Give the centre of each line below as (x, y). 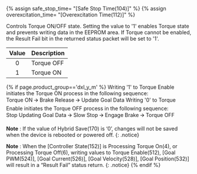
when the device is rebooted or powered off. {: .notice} (73, 135)
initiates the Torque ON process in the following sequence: (77, 93)
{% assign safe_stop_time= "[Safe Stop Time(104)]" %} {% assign (86, 9)
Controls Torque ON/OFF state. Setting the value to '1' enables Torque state (98, 26)
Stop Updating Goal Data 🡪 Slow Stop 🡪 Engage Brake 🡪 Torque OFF (91, 115)
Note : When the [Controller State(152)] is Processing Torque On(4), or (92, 146)
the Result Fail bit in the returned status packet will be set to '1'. (83, 39)
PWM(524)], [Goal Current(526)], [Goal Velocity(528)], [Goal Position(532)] (98, 159)
